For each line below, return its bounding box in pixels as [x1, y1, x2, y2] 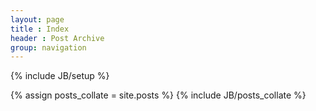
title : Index [10, 24, 70, 34]
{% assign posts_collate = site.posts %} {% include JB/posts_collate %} [10, 89, 307, 101]
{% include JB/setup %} [10, 70, 110, 82]
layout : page [10, 14, 65, 25]
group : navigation [10, 42, 87, 53]
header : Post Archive [10, 33, 105, 43]
